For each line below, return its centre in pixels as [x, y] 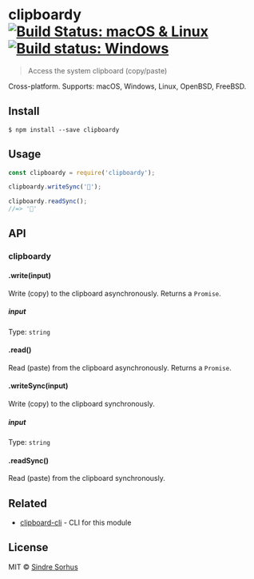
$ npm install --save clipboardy [64, 129]
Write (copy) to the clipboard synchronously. [82, 403]
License [28, 547]
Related [28, 504]
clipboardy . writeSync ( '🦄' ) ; [55, 187]
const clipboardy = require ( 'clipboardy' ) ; [82, 173]
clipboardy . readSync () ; [48, 201]
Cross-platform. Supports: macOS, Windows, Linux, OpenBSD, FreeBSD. [127, 86]
